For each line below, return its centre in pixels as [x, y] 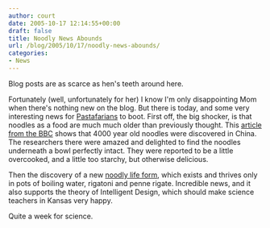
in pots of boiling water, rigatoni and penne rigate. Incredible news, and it [130, 183]
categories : [28, 53]
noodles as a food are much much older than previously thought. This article [135, 125]
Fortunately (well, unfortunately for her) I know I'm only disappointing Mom [133, 99]
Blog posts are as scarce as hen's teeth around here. [96, 83]
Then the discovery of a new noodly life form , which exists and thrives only [133, 175]
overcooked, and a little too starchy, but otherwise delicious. [108, 159]
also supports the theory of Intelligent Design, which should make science [131, 192]
